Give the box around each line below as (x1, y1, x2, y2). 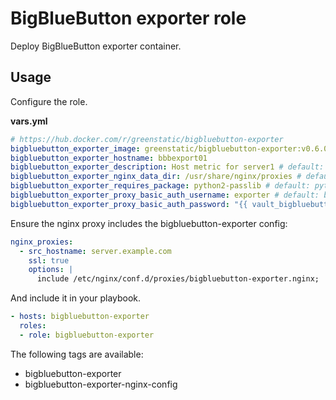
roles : (19, 321, 47, 331)
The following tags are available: (10, 348, 144, 360)
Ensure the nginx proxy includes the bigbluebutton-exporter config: (10, 217, 288, 229)
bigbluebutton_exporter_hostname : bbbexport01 (10, 153, 208, 163)
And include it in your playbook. (10, 292, 142, 304)
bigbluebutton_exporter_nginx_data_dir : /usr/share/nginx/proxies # (10, 172, 302, 182)
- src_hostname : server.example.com (19, 246, 172, 256)
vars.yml (10, 115, 48, 127)
